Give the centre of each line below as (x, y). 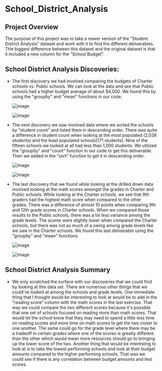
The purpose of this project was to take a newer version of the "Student (77, 38)
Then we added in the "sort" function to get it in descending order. (78, 156)
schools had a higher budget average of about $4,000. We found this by (84, 91)
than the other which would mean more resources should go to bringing (84, 338)
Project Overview (32, 27)
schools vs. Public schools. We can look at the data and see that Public (83, 86)
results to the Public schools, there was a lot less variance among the (81, 215)
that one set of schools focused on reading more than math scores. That (84, 313)
